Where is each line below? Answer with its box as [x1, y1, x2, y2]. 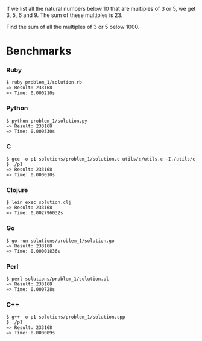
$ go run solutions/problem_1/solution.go [6, 238, 115, 244]
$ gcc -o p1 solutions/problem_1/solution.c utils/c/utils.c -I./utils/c [6, 156, 196, 162]
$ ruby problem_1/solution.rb [6, 80, 83, 86]
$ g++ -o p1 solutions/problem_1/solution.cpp [6, 314, 125, 320]
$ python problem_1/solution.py [6, 118, 87, 124]
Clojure [6, 186, 28, 194]
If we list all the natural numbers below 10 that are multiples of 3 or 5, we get [6, 5, 196, 12]
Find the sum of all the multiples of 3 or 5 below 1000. [6, 24, 140, 30]
